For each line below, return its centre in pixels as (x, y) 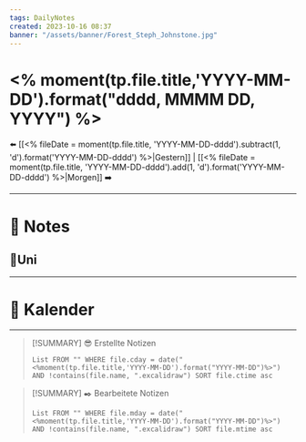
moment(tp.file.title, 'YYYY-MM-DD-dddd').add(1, (102, 167)
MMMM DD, (210, 99)
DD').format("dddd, (85, 99)
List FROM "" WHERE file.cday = (93, 360)
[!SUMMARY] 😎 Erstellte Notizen (94, 344)
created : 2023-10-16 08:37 (61, 26)
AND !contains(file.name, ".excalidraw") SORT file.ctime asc (152, 376)
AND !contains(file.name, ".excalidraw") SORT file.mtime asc (152, 429)
